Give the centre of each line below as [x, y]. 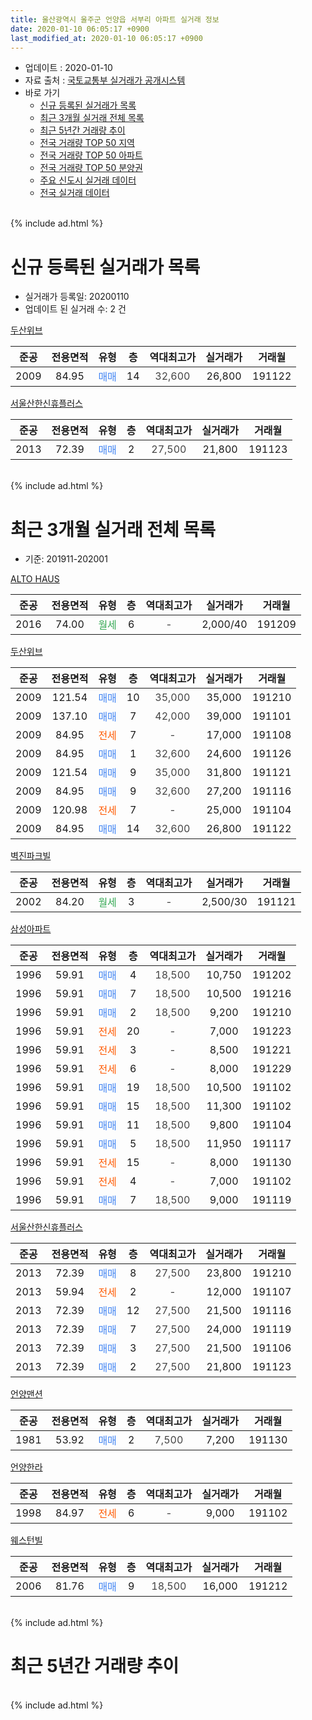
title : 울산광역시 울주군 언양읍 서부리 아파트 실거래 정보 [115, 19]
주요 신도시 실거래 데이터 [88, 180]
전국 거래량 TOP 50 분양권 [91, 168]
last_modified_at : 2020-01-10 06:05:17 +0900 [106, 38]
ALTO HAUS [35, 579]
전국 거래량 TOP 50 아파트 [91, 155]
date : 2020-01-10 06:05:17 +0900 [80, 29]
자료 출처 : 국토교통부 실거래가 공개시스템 [105, 80]
